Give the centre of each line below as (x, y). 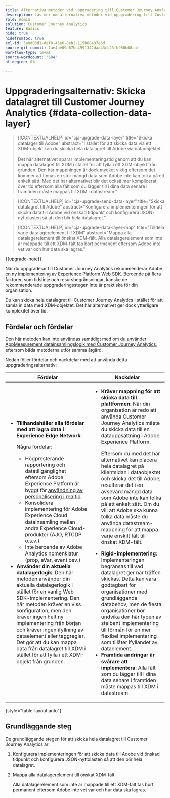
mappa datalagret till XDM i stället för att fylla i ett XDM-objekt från (87, 165)
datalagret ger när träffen (131, 573)
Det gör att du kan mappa (47, 642)
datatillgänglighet (46, 471)
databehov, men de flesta (131, 604)
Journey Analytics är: (27, 744)
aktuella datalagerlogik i (45, 585)
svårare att (114, 661)
